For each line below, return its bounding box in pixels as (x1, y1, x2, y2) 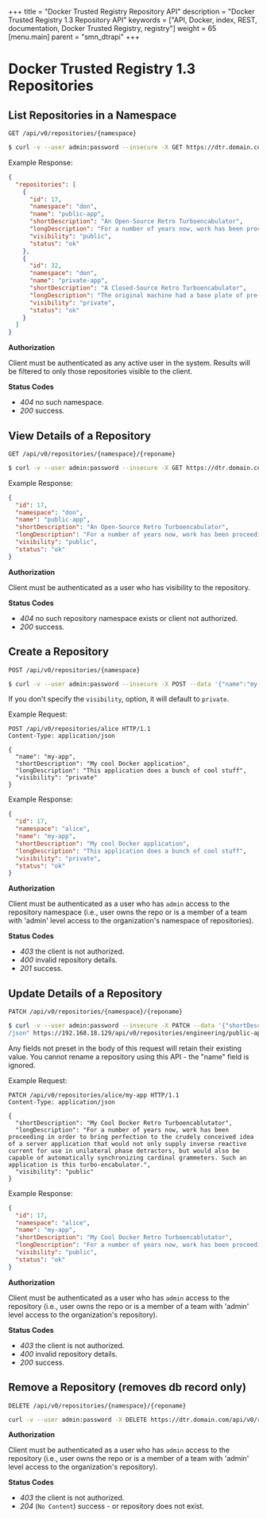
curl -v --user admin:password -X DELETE (8, 1416, 148, 1424)
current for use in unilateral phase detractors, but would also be (8, 1147, 240, 1155)
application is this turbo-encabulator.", (8, 1160, 151, 1168)
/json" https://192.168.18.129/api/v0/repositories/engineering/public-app (8, 1029, 265, 1037)
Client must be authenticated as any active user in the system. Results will (8, 358, 250, 368)
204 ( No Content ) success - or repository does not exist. (19, 1502, 205, 1511)
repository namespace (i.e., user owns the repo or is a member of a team (8, 907, 248, 917)
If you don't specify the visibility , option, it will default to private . (8, 694, 230, 704)
